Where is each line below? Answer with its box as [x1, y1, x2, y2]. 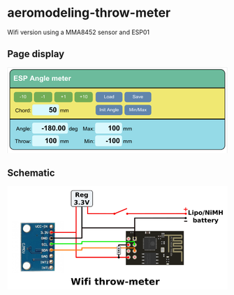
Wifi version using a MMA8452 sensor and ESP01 [7, 28, 150, 36]
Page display [7, 48, 65, 60]
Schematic [7, 167, 55, 179]
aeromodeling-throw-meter [7, 5, 171, 21]
